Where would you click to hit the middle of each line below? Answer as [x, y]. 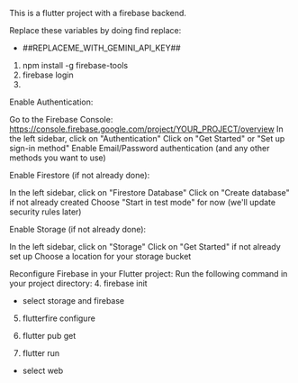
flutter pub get [49, 336]
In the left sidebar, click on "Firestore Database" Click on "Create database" [149, 192]
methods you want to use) [58, 158]
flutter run [41, 353]
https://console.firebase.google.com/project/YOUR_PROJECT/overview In [146, 129]
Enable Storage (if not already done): [78, 229]
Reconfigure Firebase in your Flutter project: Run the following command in [149, 274]
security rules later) [45, 212]
